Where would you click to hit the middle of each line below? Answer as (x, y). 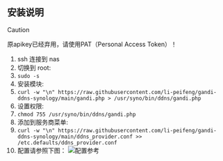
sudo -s (28, 76)
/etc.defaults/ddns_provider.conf (67, 143)
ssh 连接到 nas (39, 59)
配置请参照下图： (42, 150)
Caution (18, 29)
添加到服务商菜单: (42, 122)
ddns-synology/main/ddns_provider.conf (75, 137)
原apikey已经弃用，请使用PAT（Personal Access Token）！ (92, 44)
